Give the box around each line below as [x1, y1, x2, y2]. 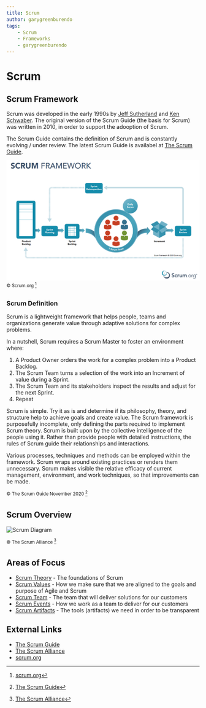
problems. [6, 326, 32, 334]
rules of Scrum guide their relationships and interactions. [6, 440, 150, 447]
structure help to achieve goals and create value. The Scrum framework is [6, 414, 194, 421]
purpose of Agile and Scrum [15, 587, 87, 594]
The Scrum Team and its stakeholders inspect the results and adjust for [15, 382, 196, 390]
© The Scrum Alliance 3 [6, 537, 57, 545]
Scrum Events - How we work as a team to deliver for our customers [15, 600, 188, 607]
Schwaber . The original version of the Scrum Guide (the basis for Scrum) [6, 117, 191, 124]
